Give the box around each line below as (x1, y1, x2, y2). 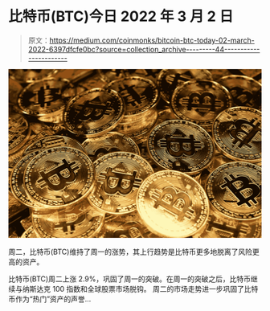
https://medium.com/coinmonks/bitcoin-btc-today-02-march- (49, 35, 255, 45)
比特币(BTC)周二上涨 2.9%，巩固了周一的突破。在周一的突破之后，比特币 (8, 274, 252, 284)
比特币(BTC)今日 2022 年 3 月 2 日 (8, 7, 234, 26)
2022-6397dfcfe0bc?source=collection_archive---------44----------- (27, 44, 260, 54)
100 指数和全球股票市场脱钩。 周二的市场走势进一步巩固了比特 (51, 284, 259, 293)
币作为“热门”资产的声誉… (8, 294, 92, 304)
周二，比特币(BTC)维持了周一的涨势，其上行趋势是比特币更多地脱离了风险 (8, 247, 253, 256)
